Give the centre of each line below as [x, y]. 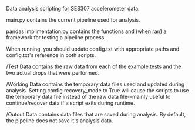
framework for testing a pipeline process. [56, 37]
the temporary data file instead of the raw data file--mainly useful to [88, 97]
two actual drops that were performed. [53, 73]
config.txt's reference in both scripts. [51, 55]
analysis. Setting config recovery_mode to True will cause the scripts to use [97, 90]
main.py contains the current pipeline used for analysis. [73, 20]
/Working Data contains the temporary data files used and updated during [95, 84]
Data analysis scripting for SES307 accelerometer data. [73, 9]
